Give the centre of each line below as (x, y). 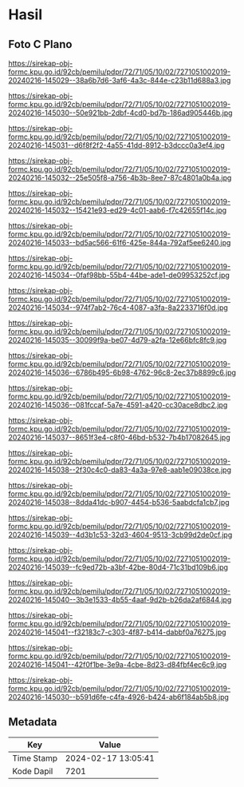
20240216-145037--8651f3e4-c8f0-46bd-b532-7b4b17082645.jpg (119, 437)
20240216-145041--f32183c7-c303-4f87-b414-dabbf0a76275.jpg (117, 632)
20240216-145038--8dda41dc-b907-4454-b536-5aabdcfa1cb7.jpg (119, 502)
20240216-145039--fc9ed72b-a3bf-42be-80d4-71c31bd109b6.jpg (118, 567)
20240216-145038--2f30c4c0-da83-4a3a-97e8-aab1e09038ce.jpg (120, 470)
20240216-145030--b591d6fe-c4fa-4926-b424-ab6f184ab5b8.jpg (119, 697)
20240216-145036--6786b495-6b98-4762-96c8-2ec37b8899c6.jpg (122, 372)
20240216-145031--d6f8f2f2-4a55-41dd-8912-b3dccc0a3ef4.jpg (116, 145)
